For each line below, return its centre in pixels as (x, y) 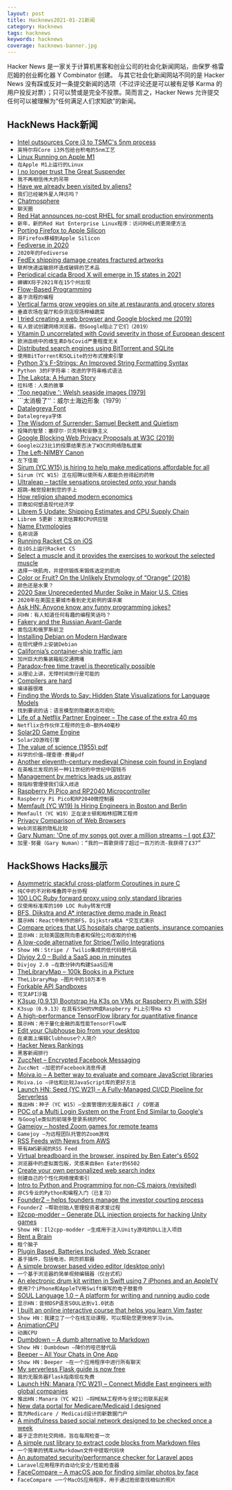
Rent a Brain (35, 1236)
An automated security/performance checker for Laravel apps (105, 1457)
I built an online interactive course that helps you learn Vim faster (109, 1310)
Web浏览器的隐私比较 (42, 828)
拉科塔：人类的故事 (40, 385)
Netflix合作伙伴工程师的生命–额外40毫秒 (69, 725)
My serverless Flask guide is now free (71, 1369)
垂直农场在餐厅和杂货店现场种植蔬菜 (61, 312)
